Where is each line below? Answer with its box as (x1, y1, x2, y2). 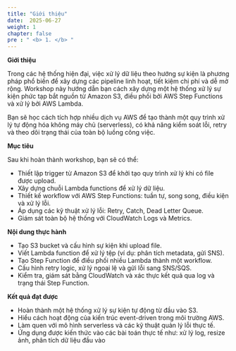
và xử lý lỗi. (17, 199, 51, 208)
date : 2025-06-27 (7, 17, 61, 24)
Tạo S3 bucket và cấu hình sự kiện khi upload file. (17, 241, 162, 250)
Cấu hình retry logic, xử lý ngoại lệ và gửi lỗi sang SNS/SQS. (17, 264, 192, 272)
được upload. (17, 177, 56, 185)
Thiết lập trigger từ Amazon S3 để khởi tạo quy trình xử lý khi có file (17, 169, 214, 178)
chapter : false (7, 30, 52, 37)
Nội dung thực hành (7, 228, 67, 236)
